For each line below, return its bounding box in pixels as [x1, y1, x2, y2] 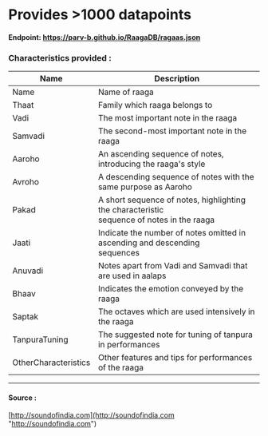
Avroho [12, 176, 40, 188]
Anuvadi [12, 265, 44, 276]
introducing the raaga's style [98, 158, 206, 169]
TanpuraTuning [12, 334, 69, 345]
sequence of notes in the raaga [98, 214, 215, 225]
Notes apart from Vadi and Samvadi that [98, 260, 248, 272]
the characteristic [98, 204, 164, 216]
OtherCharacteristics [12, 357, 91, 368]
